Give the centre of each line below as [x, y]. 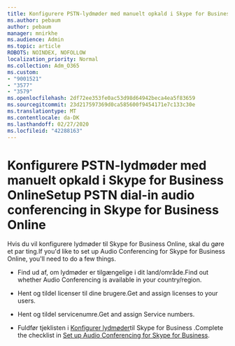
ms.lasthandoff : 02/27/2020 [48, 124]
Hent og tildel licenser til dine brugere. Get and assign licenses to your [117, 294]
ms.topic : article [34, 46]
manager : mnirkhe [33, 33]
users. [27, 301]
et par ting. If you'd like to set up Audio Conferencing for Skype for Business [116, 252]
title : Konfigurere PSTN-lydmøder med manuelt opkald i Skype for [106, 14]
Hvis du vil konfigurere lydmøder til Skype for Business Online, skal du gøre [116, 244]
